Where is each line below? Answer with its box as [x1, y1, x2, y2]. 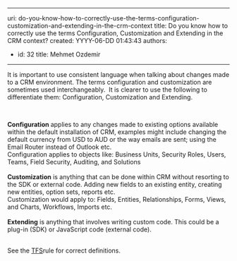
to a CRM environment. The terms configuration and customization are [7, 78, 212, 86]
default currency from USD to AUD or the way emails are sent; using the [7, 135, 217, 143]
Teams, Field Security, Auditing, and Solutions [7, 158, 141, 166]
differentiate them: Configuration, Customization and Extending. [7, 93, 193, 101]
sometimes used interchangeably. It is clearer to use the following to [7, 85, 208, 94]
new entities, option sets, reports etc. [7, 188, 116, 196]
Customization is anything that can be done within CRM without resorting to [7, 173, 229, 181]
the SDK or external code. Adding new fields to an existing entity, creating [7, 181, 222, 188]
